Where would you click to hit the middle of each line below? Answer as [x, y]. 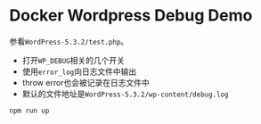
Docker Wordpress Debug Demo [131, 16]
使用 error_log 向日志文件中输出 [79, 71]
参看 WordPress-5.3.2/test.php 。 [69, 41]
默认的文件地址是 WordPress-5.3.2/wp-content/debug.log [125, 94]
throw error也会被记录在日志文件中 [86, 82]
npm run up [29, 111]
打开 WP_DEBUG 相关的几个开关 [73, 60]
